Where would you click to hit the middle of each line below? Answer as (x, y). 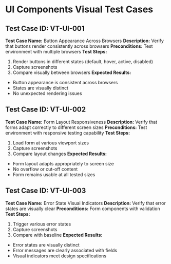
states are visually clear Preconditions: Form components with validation (83, 209)
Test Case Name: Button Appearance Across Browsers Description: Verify (85, 41)
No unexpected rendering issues (47, 93)
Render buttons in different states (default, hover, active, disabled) (83, 62)
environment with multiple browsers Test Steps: (56, 52)
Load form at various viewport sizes (51, 143)
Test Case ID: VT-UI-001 (45, 29)
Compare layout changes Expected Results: (60, 154)
